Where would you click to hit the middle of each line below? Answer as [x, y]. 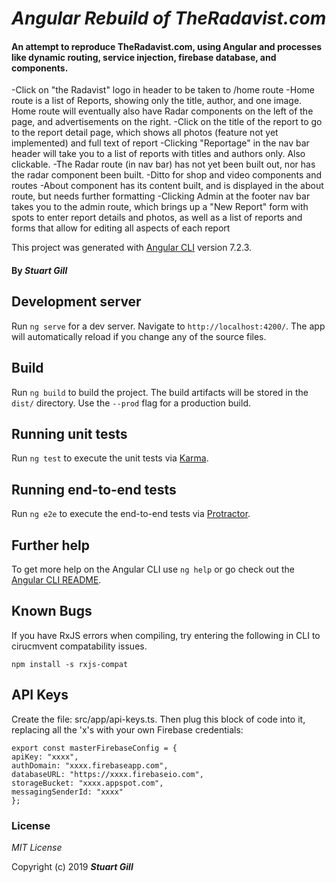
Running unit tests [69, 434]
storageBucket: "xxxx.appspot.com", [87, 783]
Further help [51, 545]
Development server [76, 302]
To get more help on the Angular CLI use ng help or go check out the [153, 569]
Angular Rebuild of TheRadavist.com [169, 18]
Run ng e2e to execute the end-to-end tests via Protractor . [131, 514]
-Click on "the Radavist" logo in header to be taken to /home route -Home [163, 90]
